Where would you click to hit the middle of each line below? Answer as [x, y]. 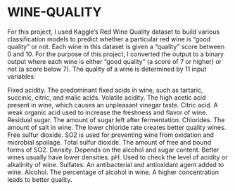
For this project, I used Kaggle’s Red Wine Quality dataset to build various [114, 32]
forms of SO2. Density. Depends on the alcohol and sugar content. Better [113, 150]
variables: [21, 76]
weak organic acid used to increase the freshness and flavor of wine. [107, 112]
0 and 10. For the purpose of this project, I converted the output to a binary [115, 54]
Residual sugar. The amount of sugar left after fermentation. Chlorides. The [116, 119]
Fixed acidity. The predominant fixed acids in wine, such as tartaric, [105, 90]
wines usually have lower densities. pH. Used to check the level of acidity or [118, 157]
